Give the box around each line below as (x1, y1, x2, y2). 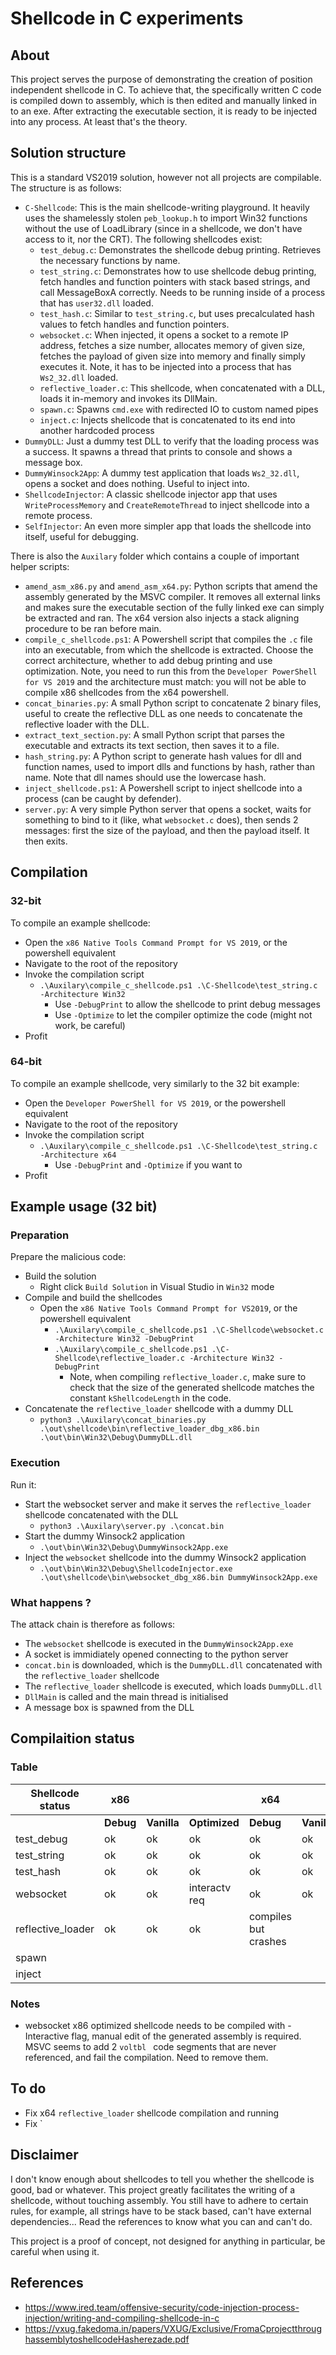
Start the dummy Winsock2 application (24, 1530, 186, 1542)
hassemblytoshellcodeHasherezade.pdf (24, 2333, 190, 2345)
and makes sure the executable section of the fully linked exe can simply (24, 601, 325, 613)
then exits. (24, 835, 68, 847)
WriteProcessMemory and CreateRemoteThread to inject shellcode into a (24, 498, 310, 511)
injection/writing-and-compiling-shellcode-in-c (24, 2312, 220, 2324)
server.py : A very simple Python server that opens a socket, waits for (24, 803, 312, 815)
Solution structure (10, 145, 127, 162)
